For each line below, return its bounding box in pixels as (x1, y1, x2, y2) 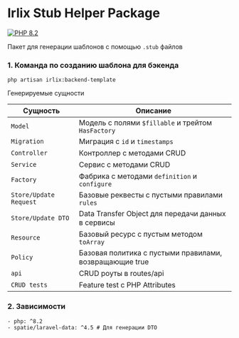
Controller (11, 149, 48, 158)
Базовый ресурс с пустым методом (78, 230, 203, 240)
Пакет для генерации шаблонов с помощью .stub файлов (7, 42, 183, 51)
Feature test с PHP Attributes (78, 280, 176, 290)
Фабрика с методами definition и (78, 171, 198, 181)
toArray (78, 238, 105, 247)
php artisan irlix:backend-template (7, 76, 116, 83)
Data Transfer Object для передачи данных (78, 209, 226, 219)
